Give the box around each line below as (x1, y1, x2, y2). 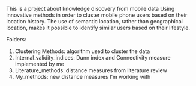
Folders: (6, 36, 26, 43)
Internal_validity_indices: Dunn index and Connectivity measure (14, 54, 171, 61)
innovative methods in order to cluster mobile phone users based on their (6, 11, 188, 19)
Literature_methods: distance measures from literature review (14, 67, 168, 74)
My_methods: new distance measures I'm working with (14, 73, 151, 80)
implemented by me (14, 60, 64, 67)
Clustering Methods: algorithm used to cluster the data (14, 48, 150, 55)
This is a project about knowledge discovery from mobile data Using (6, 5, 175, 12)
